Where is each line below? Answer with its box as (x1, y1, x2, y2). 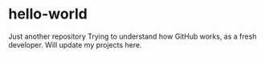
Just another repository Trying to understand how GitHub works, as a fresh (8, 31, 257, 41)
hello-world (8, 5, 88, 23)
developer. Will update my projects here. (8, 39, 142, 49)
